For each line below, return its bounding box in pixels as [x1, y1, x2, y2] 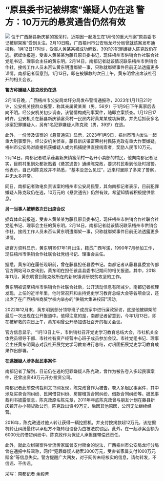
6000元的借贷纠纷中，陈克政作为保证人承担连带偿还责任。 [5, 432, 123, 438]
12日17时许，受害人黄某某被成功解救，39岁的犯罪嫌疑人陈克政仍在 [23, 46, 158, 52]
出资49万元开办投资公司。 [21, 374, 75, 380]
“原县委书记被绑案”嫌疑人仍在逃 [5, 4, 134, 16]
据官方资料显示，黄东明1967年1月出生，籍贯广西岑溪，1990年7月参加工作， [5, 245, 157, 251]
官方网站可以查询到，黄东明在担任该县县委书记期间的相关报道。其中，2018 [5, 267, 156, 273]
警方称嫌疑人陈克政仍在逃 [5, 86, 57, 93]
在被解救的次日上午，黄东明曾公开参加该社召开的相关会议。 [5, 318, 125, 325]
